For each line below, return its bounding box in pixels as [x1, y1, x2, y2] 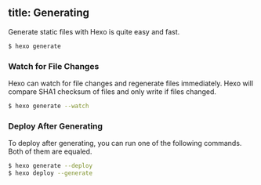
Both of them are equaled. [8, 147, 92, 156]
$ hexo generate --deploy [8, 162, 92, 170]
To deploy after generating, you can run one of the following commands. [8, 139, 242, 148]
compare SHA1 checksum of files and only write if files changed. [8, 86, 217, 96]
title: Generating [8, 6, 90, 20]
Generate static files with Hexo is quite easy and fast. [8, 27, 180, 36]
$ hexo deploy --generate [8, 169, 92, 177]
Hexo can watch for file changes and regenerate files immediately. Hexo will [8, 78, 253, 88]
